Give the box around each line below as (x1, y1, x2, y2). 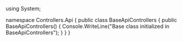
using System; (5, 5, 42, 12)
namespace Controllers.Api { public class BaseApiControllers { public (5, 17, 178, 23)
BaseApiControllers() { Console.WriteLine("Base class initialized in (5, 23, 170, 30)
